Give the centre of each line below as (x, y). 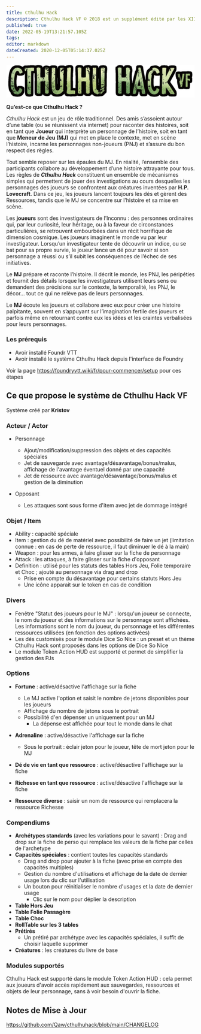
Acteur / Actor (27, 425)
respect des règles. (30, 150)
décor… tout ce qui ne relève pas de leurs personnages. (75, 293)
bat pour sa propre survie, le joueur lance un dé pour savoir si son (87, 250)
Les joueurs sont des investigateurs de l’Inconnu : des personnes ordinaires (100, 218)
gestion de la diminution (53, 482)
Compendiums (28, 823)
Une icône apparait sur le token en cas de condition (87, 585)
